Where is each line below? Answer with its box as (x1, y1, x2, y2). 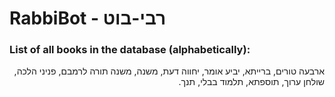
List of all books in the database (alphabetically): (9, 43, 251, 57)
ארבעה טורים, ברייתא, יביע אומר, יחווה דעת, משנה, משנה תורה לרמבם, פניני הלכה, (13, 65, 325, 77)
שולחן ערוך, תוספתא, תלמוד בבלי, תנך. (178, 76, 325, 88)
